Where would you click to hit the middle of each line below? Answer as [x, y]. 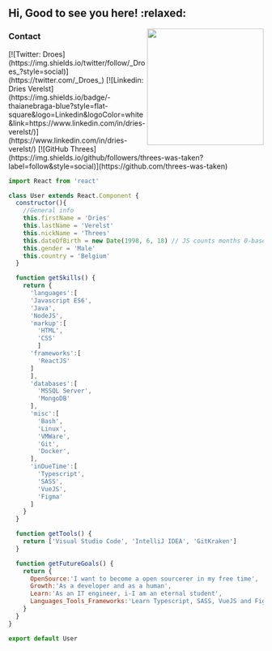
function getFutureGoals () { [65, 563]
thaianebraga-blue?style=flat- [58, 105]
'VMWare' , [54, 436]
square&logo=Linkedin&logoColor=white [76, 114]
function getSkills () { [55, 278]
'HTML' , [50, 331]
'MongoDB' [54, 399]
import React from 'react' [54, 181]
